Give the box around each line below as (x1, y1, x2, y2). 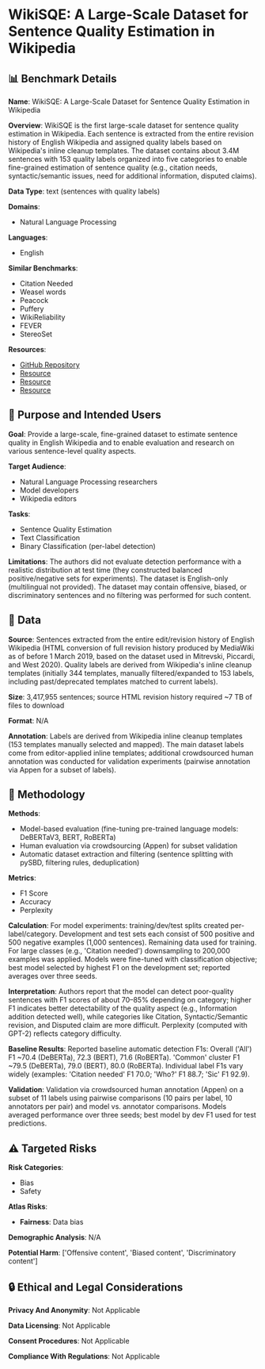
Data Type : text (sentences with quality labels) (8, 186, 161, 196)
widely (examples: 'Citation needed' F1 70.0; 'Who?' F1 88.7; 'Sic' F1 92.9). (8, 1069, 251, 1079)
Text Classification (19, 533, 81, 543)
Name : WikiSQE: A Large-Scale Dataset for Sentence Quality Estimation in (8, 97, 251, 106)
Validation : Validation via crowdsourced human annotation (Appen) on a (8, 1085, 244, 1095)
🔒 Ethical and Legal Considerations (8, 1280, 184, 1294)
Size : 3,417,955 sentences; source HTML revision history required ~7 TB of (8, 692, 253, 701)
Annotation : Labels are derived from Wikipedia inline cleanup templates (8, 731, 243, 741)
